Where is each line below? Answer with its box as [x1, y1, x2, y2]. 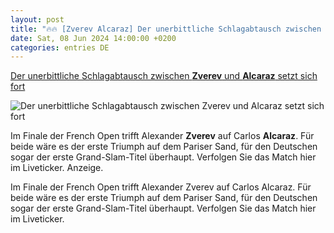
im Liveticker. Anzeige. [10, 162, 104, 174]
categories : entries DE [10, 42, 110, 53]
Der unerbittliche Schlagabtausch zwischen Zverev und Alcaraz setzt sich [10, 70, 318, 82]
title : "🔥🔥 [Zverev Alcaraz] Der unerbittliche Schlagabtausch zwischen [10, 24, 322, 34]
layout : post [10, 14, 65, 25]
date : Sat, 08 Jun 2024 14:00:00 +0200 [10, 33, 177, 43]
